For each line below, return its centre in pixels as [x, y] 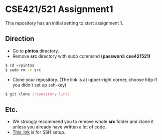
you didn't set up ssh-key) [39, 85]
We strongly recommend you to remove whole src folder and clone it [83, 121]
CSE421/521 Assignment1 [59, 9]
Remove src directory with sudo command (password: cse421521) [81, 56]
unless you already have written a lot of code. [59, 127]
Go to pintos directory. [36, 50]
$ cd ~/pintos [20, 65]
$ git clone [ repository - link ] [38, 94]
